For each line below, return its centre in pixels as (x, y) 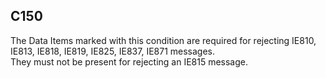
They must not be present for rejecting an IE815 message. (129, 61)
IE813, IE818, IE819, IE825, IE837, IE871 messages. (113, 51)
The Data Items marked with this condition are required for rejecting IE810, (163, 40)
